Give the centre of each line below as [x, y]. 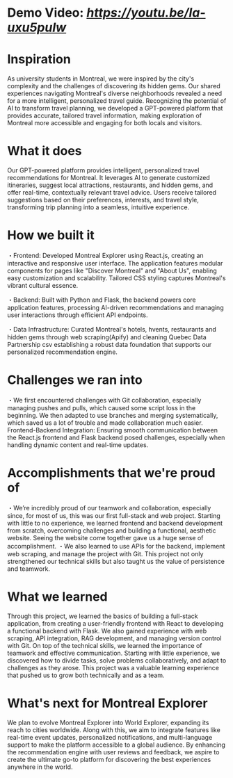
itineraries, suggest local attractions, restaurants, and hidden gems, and [110, 185]
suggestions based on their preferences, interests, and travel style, [103, 200]
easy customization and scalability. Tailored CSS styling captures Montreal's [116, 278]
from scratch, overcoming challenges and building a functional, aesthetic [112, 530]
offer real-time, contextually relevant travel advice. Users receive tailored [112, 193]
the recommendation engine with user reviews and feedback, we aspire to [113, 752]
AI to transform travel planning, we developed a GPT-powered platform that [115, 108]
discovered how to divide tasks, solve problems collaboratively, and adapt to [117, 660]
